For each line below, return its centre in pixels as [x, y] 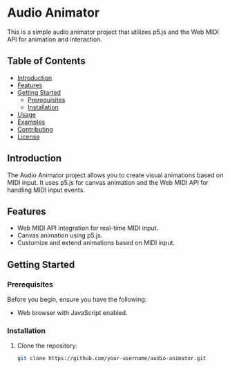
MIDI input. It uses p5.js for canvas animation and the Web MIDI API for [108, 182]
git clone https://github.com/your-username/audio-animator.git [112, 359]
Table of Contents [47, 61]
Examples [31, 122]
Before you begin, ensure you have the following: [77, 300]
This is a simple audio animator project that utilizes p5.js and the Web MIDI [113, 32]
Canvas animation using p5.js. [60, 235]
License [28, 136]
